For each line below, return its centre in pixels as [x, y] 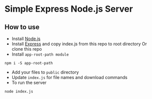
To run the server [29, 82]
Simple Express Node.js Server [69, 9]
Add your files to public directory [45, 72]
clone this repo [27, 49]
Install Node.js [26, 39]
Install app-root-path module [40, 54]
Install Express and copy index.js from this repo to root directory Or [79, 44]
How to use [22, 27]
